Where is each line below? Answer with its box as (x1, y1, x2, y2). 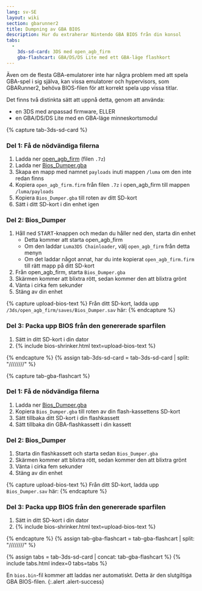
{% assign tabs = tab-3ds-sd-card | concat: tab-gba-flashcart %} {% (6, 553, 181, 560)
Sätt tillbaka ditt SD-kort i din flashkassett (15, 414, 120, 421)
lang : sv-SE (6, 9, 37, 15)
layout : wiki (6, 15, 40, 21)
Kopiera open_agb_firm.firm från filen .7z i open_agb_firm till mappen (15, 181, 190, 188)
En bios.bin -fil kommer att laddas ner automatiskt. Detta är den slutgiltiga (6, 571, 192, 579)
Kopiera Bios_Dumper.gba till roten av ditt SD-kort (15, 194, 137, 201)
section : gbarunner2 (6, 20, 59, 26)
